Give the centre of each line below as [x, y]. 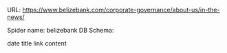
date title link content [37, 43]
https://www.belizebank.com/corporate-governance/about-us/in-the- [121, 10]
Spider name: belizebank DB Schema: [61, 30]
